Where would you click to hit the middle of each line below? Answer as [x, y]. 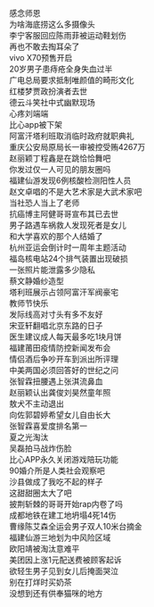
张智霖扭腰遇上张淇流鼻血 [56, 381]
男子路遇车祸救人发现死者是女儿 [68, 225]
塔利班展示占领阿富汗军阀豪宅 [64, 292]
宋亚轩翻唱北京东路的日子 [56, 325]
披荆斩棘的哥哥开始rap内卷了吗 [66, 504]
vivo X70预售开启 [41, 58]
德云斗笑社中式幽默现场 [52, 102]
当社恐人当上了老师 [45, 203]
